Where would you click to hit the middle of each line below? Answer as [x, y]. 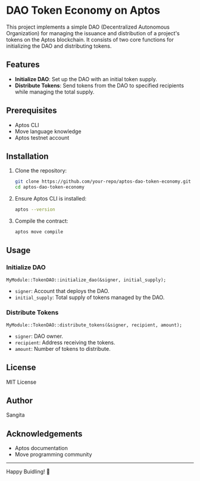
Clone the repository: [41, 171]
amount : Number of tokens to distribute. [63, 349]
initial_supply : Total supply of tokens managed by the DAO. [90, 297]
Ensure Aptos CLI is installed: [51, 199]
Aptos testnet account [42, 137]
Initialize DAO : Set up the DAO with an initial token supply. [86, 79]
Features [23, 65]
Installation [27, 156]
